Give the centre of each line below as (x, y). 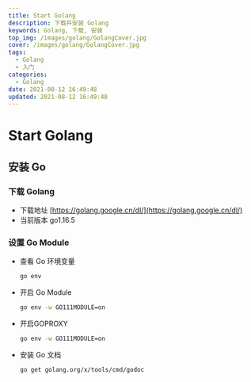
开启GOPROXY (44, 324)
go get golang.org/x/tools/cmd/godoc (82, 370)
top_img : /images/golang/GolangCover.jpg (78, 38)
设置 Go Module (39, 243)
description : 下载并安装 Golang (59, 23)
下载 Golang (32, 191)
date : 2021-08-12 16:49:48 (53, 89)
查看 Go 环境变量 (47, 262)
